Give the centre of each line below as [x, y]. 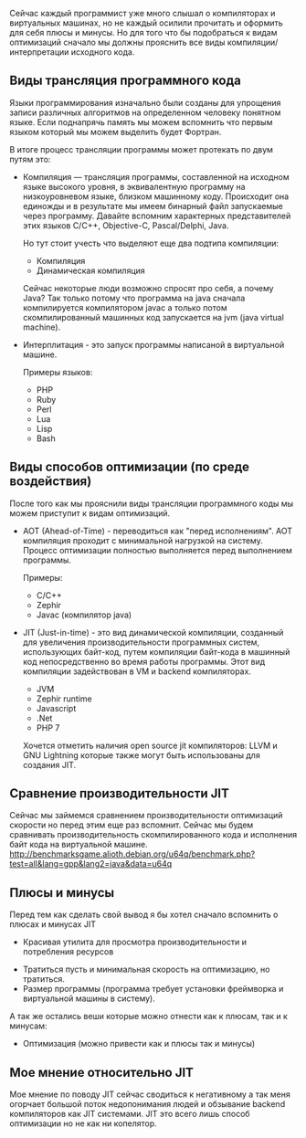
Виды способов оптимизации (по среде [129, 467]
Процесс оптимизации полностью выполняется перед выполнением [157, 550]
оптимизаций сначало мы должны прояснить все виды [117, 42]
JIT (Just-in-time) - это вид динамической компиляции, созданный [153, 632]
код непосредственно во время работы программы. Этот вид [144, 661]
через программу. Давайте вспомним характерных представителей [157, 216]
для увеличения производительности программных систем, [141, 642]
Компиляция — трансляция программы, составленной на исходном [156, 176]
